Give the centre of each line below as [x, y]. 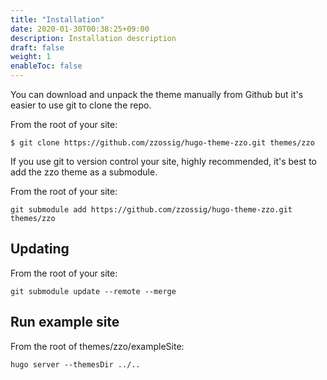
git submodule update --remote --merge [93, 291]
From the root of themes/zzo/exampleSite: [97, 346]
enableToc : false [46, 66]
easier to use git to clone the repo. [81, 105]
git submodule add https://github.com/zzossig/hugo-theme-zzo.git [151, 210]
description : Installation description [93, 38]
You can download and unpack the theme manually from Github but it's [157, 94]
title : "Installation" [57, 19]
